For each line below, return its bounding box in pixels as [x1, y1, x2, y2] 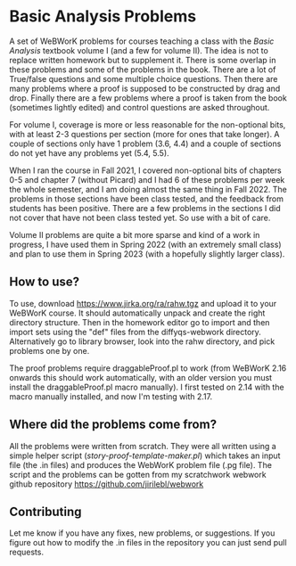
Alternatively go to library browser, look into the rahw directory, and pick [9, 336, 275, 347]
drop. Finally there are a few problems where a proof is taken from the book [9, 92, 287, 103]
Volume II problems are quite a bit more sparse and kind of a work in [9, 229, 260, 240]
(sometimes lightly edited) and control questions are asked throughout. [9, 102, 270, 112]
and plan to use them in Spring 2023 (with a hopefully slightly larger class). [9, 248, 285, 259]
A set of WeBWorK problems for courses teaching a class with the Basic [9, 36, 275, 46]
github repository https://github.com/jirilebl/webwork [9, 479, 204, 489]
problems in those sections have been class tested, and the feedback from [9, 193, 284, 204]
